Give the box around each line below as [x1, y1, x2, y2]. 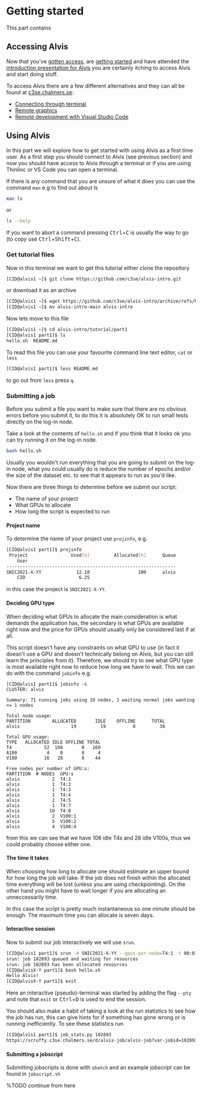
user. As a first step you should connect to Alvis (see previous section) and [6, 153, 192, 160]
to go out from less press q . [6, 376, 75, 384]
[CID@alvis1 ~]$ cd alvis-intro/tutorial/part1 [6, 327, 128, 333]
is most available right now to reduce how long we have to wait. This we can [6, 663, 195, 670]
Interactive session [6, 925, 55, 932]
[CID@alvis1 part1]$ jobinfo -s [6, 681, 87, 687]
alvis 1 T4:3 [6, 786, 71, 792]
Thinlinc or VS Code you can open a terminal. [6, 166, 119, 173]
